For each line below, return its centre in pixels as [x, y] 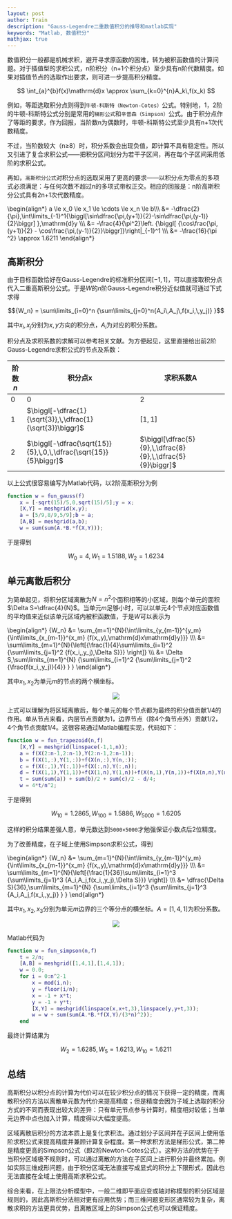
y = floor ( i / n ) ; [55, 989]
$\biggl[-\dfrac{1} [57, 410]
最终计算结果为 [28, 1036]
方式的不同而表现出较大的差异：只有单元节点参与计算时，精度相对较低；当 [113, 1109]
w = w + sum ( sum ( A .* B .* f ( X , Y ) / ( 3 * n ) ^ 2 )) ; [93, 1015]
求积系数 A [181, 377]
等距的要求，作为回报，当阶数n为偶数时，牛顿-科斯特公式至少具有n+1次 [115, 122]
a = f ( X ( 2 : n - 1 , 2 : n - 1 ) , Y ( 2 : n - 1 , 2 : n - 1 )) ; [77, 753]
